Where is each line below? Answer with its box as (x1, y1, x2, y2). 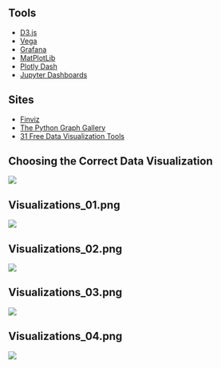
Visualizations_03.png (8, 286, 123, 299)
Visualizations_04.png (8, 330, 123, 343)
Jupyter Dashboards (19, 69, 88, 79)
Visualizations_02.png (8, 242, 123, 255)
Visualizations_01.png (8, 198, 120, 212)
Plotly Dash (19, 61, 58, 71)
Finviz (19, 114, 40, 124)
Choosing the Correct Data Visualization (8, 155, 213, 168)
